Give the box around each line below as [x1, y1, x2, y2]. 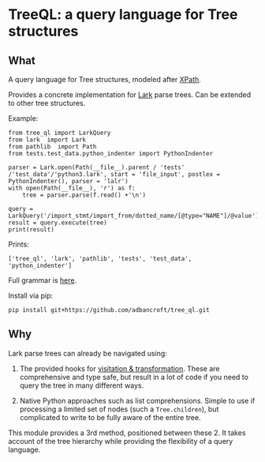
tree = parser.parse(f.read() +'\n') [22, 191, 147, 199]
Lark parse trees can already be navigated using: [8, 348, 167, 358]
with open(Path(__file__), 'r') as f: [8, 184, 136, 192]
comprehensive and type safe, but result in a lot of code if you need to [19, 372, 248, 381]
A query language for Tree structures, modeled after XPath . [8, 75, 201, 84]
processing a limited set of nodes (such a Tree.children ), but [19, 404, 219, 414]
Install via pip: [8, 291, 54, 300]
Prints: [8, 239, 29, 249]
